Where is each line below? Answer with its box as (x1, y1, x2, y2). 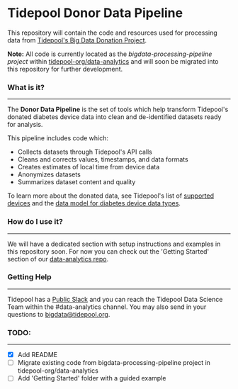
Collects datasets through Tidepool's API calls (17, 147, 152, 157)
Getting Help (7, 272, 52, 282)
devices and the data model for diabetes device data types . (7, 199, 181, 208)
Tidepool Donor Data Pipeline (7, 5, 183, 21)
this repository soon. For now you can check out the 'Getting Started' (7, 247, 210, 256)
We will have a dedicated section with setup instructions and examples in (7, 239, 221, 248)
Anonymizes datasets (17, 170, 81, 179)
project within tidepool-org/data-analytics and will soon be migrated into (7, 57, 219, 65)
